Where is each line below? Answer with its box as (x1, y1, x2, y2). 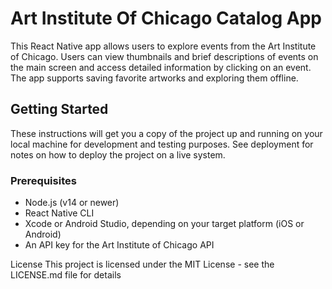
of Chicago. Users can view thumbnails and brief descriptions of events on (10, 50, 319, 62)
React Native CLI (24, 207, 95, 219)
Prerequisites (10, 173, 77, 187)
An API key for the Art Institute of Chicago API (24, 239, 215, 251)
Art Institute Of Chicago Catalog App (10, 7, 323, 30)
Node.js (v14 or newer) (24, 197, 120, 209)
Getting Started (10, 101, 109, 118)
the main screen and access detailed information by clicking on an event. (10, 61, 312, 73)
